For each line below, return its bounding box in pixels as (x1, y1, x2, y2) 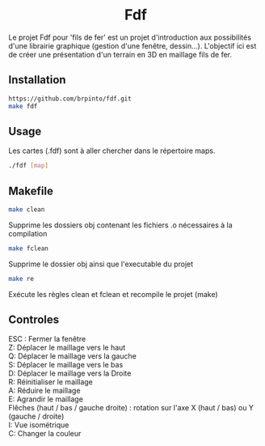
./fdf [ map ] (8, 162, 48, 170)
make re (8, 274, 35, 282)
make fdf (8, 102, 38, 110)
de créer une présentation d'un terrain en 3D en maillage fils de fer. (8, 49, 233, 59)
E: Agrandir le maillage (8, 394, 83, 404)
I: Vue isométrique (8, 420, 69, 430)
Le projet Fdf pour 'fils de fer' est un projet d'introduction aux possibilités (8, 32, 252, 42)
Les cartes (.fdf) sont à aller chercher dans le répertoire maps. (8, 146, 216, 155)
